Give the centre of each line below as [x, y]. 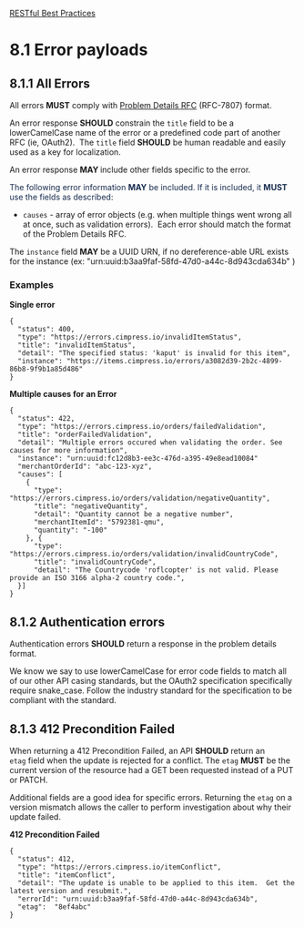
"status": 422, [46, 419]
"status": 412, [46, 859]
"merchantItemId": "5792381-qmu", [99, 523]
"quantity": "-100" [70, 530]
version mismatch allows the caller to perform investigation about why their [151, 807]
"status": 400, [46, 330]
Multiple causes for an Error [63, 394]
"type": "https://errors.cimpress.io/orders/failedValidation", [142, 427]
